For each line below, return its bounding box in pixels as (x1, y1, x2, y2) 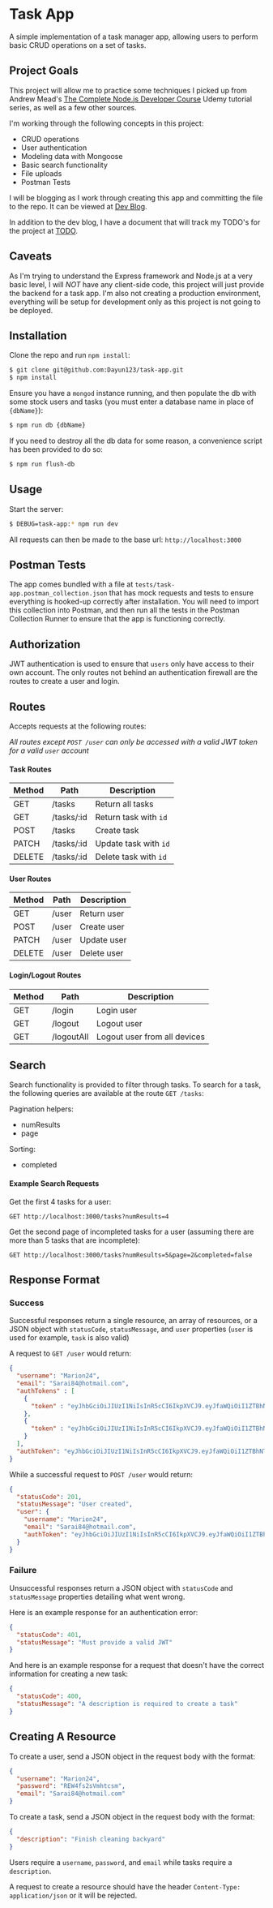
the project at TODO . (9, 226, 78, 235)
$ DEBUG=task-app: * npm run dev (9, 520, 118, 528)
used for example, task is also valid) (9, 1333, 130, 1343)
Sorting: (9, 1145, 36, 1154)
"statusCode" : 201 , (16, 1493, 83, 1501)
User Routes (9, 874, 52, 883)
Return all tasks (95, 798, 154, 810)
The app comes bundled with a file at (9, 579, 134, 589)
